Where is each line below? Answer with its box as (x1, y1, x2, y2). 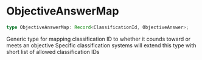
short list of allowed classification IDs (6, 48, 100, 55)
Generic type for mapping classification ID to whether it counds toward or (6, 35, 191, 42)
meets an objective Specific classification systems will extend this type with (6, 41, 197, 49)
